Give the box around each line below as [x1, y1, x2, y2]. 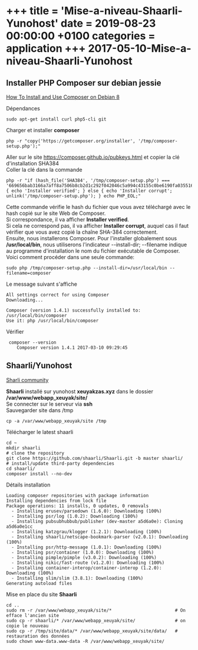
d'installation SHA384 [6, 160, 59, 166]
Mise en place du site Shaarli [6, 590, 77, 597]
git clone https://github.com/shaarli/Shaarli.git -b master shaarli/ [6, 455, 183, 461]
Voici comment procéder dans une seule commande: [6, 254, 134, 260]
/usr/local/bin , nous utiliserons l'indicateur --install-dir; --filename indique [6, 241, 187, 248]
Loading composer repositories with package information [6, 492, 149, 498]
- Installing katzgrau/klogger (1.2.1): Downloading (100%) [11, 528, 162, 535]
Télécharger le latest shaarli [6, 428, 74, 435]
